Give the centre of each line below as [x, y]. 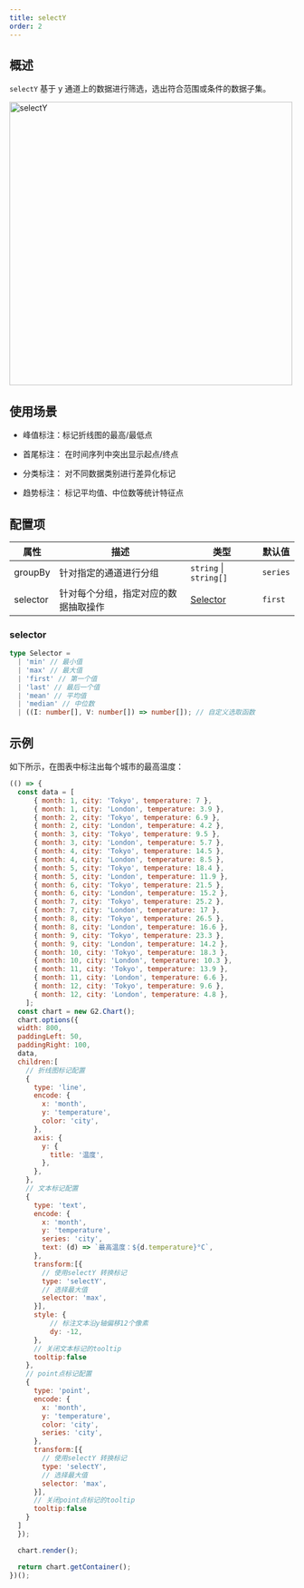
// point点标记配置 [59, 1374]
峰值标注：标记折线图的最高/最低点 [87, 435]
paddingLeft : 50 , [50, 1037]
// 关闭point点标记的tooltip [84, 1500]
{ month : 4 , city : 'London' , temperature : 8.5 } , [128, 859]
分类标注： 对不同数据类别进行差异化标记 [99, 473]
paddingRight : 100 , [54, 1045]
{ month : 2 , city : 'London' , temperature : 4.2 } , [128, 826]
